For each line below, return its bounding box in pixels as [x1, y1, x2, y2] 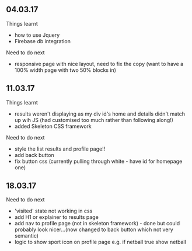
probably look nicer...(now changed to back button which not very [14, 226, 173, 233]
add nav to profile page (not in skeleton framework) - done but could [14, 220, 180, 227]
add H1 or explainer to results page [14, 214, 99, 221]
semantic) [14, 232, 39, 239]
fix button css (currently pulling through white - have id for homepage [14, 158, 183, 165]
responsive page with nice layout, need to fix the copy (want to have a [14, 60, 184, 67]
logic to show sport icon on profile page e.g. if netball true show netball [14, 239, 187, 246]
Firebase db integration [14, 37, 71, 44]
